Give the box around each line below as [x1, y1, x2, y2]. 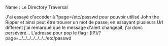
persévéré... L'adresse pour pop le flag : [5, 30, 89, 35]
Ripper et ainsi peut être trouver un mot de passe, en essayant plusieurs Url [5, 19, 163, 25]
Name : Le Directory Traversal [5, 4, 68, 10]
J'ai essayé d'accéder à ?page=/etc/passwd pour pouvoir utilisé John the [5, 14, 159, 19]
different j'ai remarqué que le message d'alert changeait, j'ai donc [5, 24, 143, 30]
